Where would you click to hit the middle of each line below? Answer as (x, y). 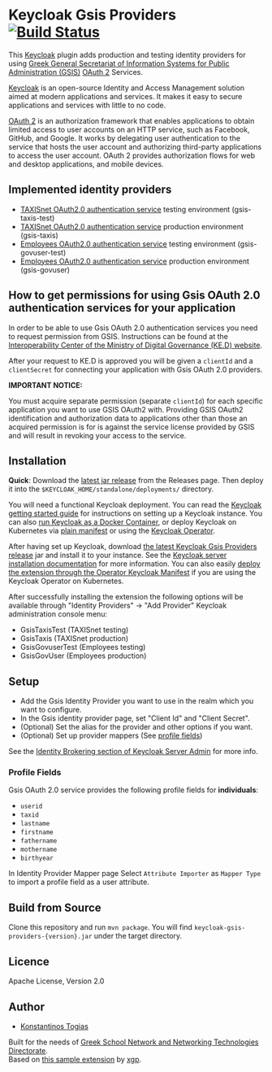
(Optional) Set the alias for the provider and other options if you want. (136, 727)
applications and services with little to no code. (87, 105)
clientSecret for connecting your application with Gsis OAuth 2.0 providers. (136, 369)
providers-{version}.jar (50, 937)
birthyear (37, 858)
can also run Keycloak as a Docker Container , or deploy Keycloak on (123, 522)
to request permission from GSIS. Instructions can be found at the (119, 336)
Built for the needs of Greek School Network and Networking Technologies (134, 1042)
